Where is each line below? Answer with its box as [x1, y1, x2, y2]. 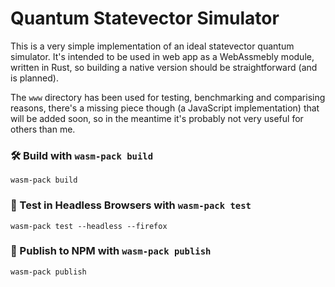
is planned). [10, 72, 59, 84]
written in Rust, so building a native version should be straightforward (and [10, 61, 318, 73]
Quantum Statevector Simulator [10, 7, 280, 30]
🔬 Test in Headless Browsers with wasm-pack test [10, 198, 252, 212]
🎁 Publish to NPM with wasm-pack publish [10, 244, 212, 258]
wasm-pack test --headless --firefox [10, 221, 168, 231]
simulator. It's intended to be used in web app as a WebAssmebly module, [10, 50, 315, 62]
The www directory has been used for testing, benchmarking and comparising [10, 91, 326, 103]
